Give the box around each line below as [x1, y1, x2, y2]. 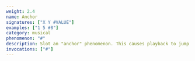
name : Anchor [6, 14, 38, 20]
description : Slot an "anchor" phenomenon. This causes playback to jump [6, 41, 190, 47]
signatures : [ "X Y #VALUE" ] [6, 19, 75, 25]
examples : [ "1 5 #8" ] [6, 24, 59, 31]
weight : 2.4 [6, 8, 35, 15]
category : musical [6, 30, 51, 36]
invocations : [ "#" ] [6, 46, 54, 52]
